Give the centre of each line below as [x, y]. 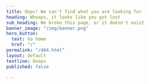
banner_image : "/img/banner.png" [47, 28]
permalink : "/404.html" [36, 50]
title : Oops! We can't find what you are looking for [74, 12]
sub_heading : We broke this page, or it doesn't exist [75, 22]
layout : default [26, 56]
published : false [28, 67]
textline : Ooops [26, 61]
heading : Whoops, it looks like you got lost [63, 17]
